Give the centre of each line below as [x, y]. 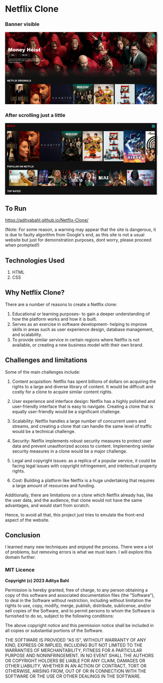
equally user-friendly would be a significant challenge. [66, 411]
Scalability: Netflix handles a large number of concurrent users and [79, 421]
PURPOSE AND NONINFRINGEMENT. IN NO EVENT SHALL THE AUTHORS [80, 655]
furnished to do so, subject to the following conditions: [59, 616]
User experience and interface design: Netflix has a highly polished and [83, 401]
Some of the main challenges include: [43, 372]
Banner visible [22, 24]
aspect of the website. [27, 520]
